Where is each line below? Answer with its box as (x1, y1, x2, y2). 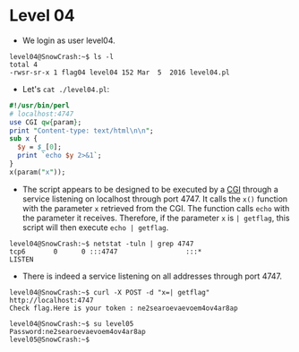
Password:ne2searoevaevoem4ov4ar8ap (9, 327, 146, 336)
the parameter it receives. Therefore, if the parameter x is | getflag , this (21, 212, 290, 223)
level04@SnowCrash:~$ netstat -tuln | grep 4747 (9, 239, 194, 248)
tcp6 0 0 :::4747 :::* (9, 247, 202, 256)
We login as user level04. (21, 35, 116, 46)
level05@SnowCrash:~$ (9, 335, 90, 344)
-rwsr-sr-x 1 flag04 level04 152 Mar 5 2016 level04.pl (9, 68, 230, 77)
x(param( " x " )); (9, 167, 66, 176)
